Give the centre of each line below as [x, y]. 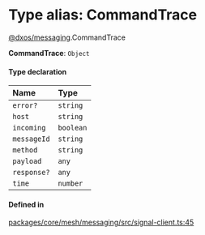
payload [27, 161]
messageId [31, 139]
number [70, 184]
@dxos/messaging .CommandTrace [67, 37]
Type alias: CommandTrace [102, 15]
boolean [73, 128]
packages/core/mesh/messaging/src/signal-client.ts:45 [101, 222]
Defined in [26, 204]
